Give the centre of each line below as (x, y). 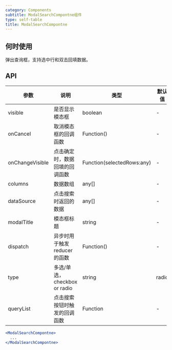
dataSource (22, 201)
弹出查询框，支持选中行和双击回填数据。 (48, 60)
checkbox (66, 281)
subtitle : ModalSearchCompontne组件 (44, 15)
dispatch (18, 246)
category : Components (28, 10)
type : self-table (24, 19)
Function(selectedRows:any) (117, 162)
